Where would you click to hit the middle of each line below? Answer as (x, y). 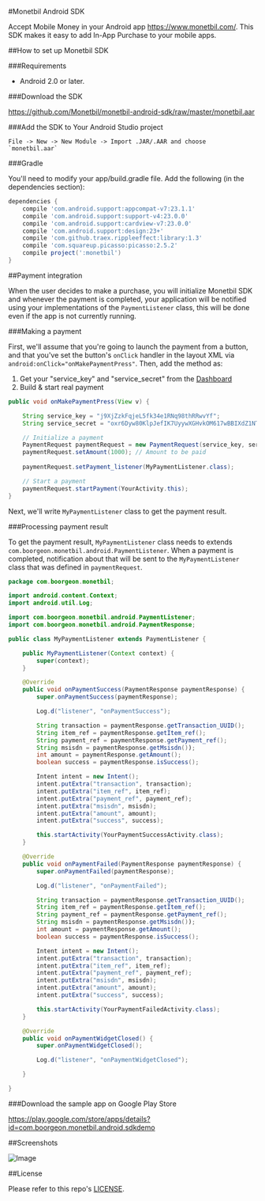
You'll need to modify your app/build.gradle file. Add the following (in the (126, 178)
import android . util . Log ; (50, 603)
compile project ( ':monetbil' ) (72, 253)
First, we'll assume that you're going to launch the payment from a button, (128, 347)
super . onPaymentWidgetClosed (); (90, 1046)
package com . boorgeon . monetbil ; (61, 582)
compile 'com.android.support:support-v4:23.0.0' (106, 216)
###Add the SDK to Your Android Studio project (86, 127)
